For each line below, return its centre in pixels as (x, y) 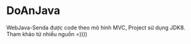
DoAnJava (33, 11)
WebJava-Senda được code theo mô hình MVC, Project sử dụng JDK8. (96, 28)
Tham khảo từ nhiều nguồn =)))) (47, 34)
